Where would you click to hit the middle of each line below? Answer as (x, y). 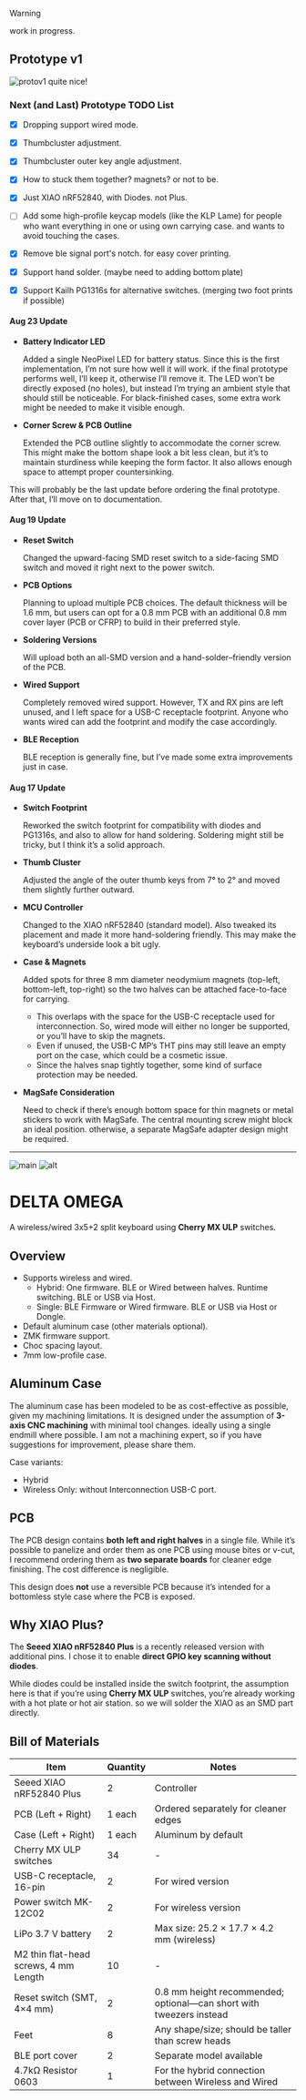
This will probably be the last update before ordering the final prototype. (145, 489)
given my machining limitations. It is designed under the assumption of (142, 1415)
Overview (38, 1256)
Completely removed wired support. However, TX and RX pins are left (153, 703)
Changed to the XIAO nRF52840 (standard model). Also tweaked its (149, 925)
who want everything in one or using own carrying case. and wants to (153, 226)
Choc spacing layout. (62, 1346)
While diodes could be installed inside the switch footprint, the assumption (149, 1684)
